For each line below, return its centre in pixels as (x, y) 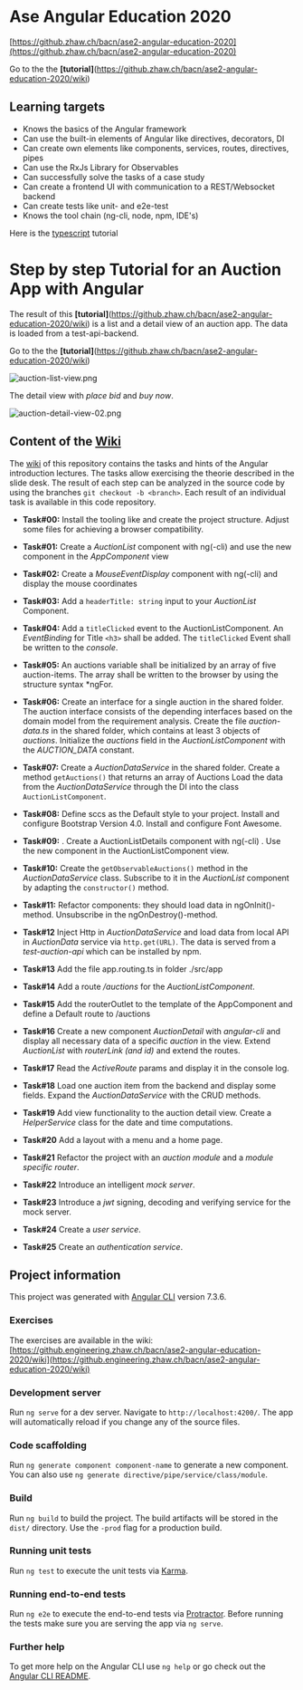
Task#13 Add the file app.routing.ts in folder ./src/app (123, 969)
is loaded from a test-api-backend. (74, 333)
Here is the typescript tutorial (64, 233)
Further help (37, 1647)
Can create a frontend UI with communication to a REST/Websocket (149, 187)
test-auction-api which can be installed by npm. (112, 951)
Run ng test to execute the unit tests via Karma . (99, 1570)
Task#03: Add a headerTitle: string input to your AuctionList (139, 600)
